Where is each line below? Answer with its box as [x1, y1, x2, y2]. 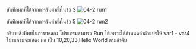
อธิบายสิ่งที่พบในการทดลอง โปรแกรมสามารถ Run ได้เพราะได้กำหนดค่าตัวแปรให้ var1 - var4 [6, 30, 190, 37]
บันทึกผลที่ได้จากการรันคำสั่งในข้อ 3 [6, 6, 76, 13]
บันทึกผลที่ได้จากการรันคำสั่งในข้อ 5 [6, 18, 76, 25]
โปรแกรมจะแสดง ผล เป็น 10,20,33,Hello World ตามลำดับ [6, 37, 127, 43]
